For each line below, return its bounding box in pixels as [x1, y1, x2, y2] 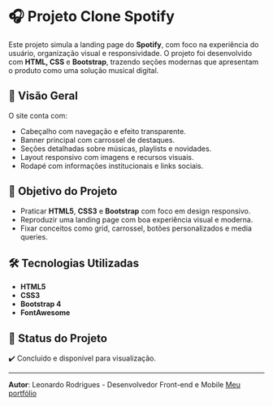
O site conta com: [8, 110, 67, 120]
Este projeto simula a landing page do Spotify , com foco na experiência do [8, 39, 259, 50]
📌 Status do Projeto [8, 331, 108, 345]
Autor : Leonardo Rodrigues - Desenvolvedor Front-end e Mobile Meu [8, 380, 241, 390]
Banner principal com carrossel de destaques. [19, 135, 175, 145]
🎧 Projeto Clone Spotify [8, 7, 175, 26]
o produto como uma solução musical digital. [8, 65, 159, 75]
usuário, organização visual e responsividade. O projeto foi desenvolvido [8, 48, 253, 58]
